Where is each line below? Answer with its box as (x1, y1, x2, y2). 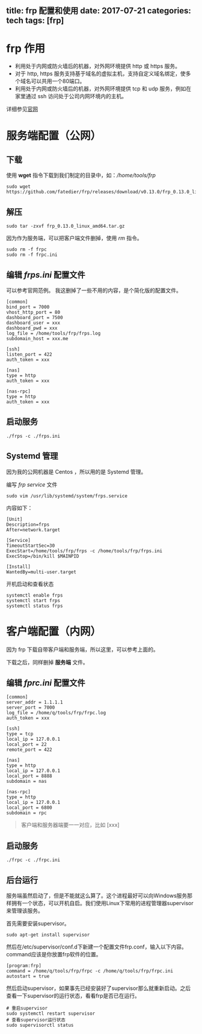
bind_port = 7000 (6, 304, 50, 310)
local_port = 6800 (6, 805, 52, 811)
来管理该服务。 (6, 907, 43, 914)
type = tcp (6, 731, 34, 737)
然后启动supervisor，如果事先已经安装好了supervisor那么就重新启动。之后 (6, 984, 191, 992)
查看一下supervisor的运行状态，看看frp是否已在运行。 (6, 992, 140, 999)
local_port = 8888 (6, 773, 52, 779)
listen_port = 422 (6, 351, 52, 357)
